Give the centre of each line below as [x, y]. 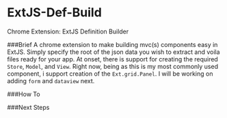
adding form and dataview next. [51, 80]
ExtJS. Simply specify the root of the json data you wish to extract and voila [113, 52]
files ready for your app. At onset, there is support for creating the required [113, 59]
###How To [24, 94]
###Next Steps [28, 107]
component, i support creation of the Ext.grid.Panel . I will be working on [110, 74]
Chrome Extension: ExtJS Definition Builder [68, 31]
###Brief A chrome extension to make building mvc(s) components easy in [112, 44]
